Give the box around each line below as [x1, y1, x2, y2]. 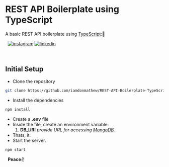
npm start [5, 147, 26, 152]
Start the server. [12, 137, 46, 143]
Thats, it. [12, 132, 31, 138]
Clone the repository [12, 78, 55, 84]
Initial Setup [5, 65, 44, 73]
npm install [5, 107, 30, 112]
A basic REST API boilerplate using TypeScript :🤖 [5, 31, 106, 37]
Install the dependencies [12, 97, 64, 103]
